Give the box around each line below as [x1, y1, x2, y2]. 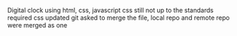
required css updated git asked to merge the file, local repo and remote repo [7, 13, 230, 22]
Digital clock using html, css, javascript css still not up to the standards [7, 6, 214, 14]
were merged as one [7, 21, 68, 29]
